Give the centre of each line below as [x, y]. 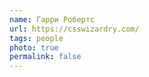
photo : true [34, 47]
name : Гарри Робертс [52, 19]
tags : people [36, 38]
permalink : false [45, 57]
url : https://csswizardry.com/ [74, 29]
